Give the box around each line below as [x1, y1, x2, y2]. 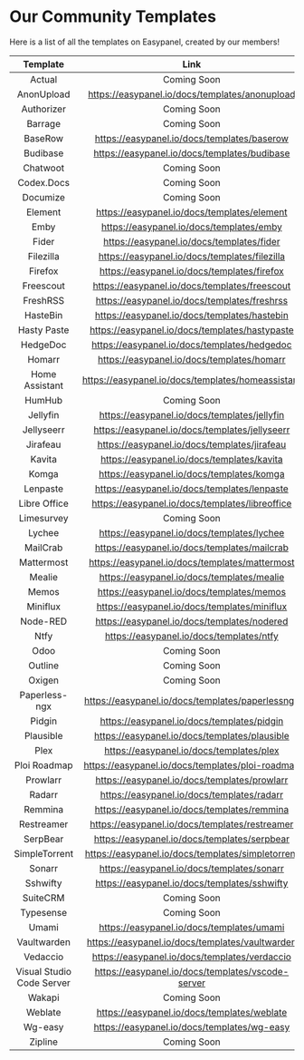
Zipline [29, 1036, 59, 1048]
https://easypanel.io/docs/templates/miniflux [96, 600, 288, 613]
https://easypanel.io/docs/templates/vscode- [94, 965, 290, 977]
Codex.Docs [17, 176, 71, 189]
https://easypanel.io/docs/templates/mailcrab [94, 541, 290, 554]
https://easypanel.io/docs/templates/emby [100, 220, 282, 233]
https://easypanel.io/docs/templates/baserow [94, 131, 290, 144]
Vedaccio [24, 950, 64, 963]
